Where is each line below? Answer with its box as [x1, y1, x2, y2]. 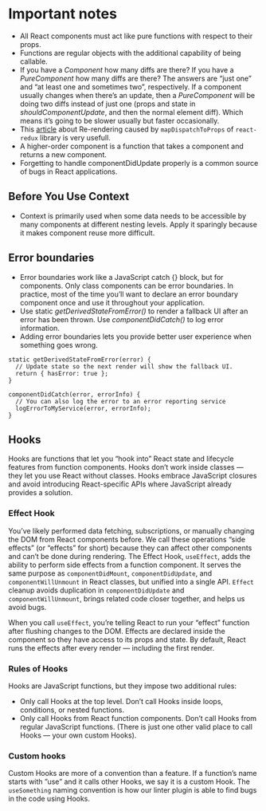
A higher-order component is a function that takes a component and [19, 141, 244, 151]
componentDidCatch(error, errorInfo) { [8, 390, 141, 399]
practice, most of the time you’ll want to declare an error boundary [19, 289, 239, 299]
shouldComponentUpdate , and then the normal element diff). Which [19, 107, 244, 116]
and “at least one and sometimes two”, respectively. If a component [19, 81, 241, 92]
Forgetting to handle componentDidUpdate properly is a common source [19, 158, 259, 167]
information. [19, 323, 60, 333]
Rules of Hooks [8, 663, 68, 674]
